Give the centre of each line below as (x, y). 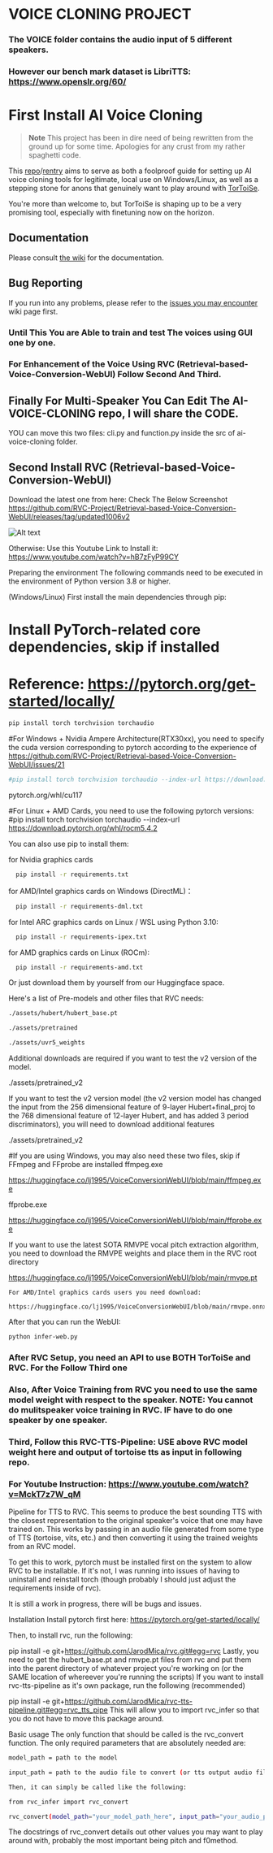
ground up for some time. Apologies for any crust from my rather (137, 146)
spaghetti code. (54, 154)
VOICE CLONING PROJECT (100, 14)
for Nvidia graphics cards (51, 859)
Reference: (47, 684)
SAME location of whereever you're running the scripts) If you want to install (136, 1677)
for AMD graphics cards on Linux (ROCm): (79, 953)
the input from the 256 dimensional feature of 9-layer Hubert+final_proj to (132, 1107)
